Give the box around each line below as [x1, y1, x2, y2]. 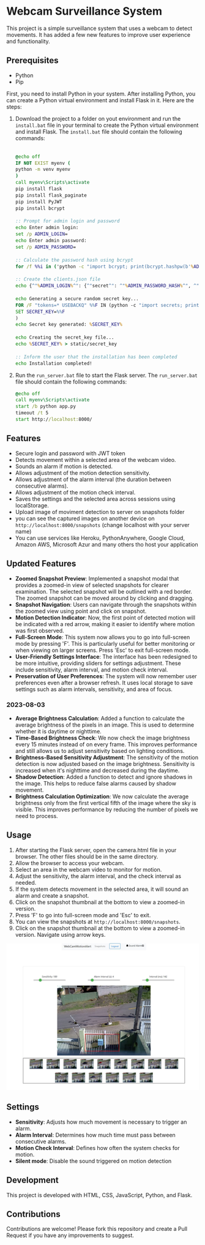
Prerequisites [6, 55, 59, 66]
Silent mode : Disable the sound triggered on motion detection [15, 1157, 172, 1165]
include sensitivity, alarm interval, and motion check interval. [15, 666, 168, 673]
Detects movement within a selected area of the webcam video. [15, 456, 176, 463]
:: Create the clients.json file [15, 276, 101, 282]
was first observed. [15, 627, 64, 634]
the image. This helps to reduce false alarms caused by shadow [15, 779, 176, 787]
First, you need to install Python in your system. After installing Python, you [6, 90, 196, 97]
